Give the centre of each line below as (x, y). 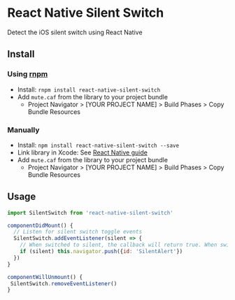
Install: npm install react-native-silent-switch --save (98, 145)
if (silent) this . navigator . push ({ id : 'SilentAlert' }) (101, 252)
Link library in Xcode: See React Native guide (83, 152)
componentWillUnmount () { (45, 277)
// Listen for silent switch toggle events (78, 232)
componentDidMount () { (40, 225)
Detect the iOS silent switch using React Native (75, 32)
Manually (23, 129)
